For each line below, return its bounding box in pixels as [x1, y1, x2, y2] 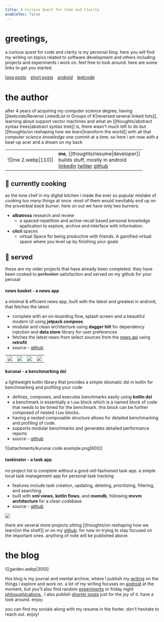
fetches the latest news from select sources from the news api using [12, 334, 151, 340]
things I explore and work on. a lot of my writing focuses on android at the [5, 581, 154, 587]
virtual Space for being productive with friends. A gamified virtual [19, 233, 152, 239]
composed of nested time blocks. [12, 409, 80, 416]
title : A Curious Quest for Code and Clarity [5, 7, 99, 12]
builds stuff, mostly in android [58, 156, 127, 163]
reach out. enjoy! [5, 611, 39, 617]
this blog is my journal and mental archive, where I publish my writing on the [5, 575, 159, 581]
